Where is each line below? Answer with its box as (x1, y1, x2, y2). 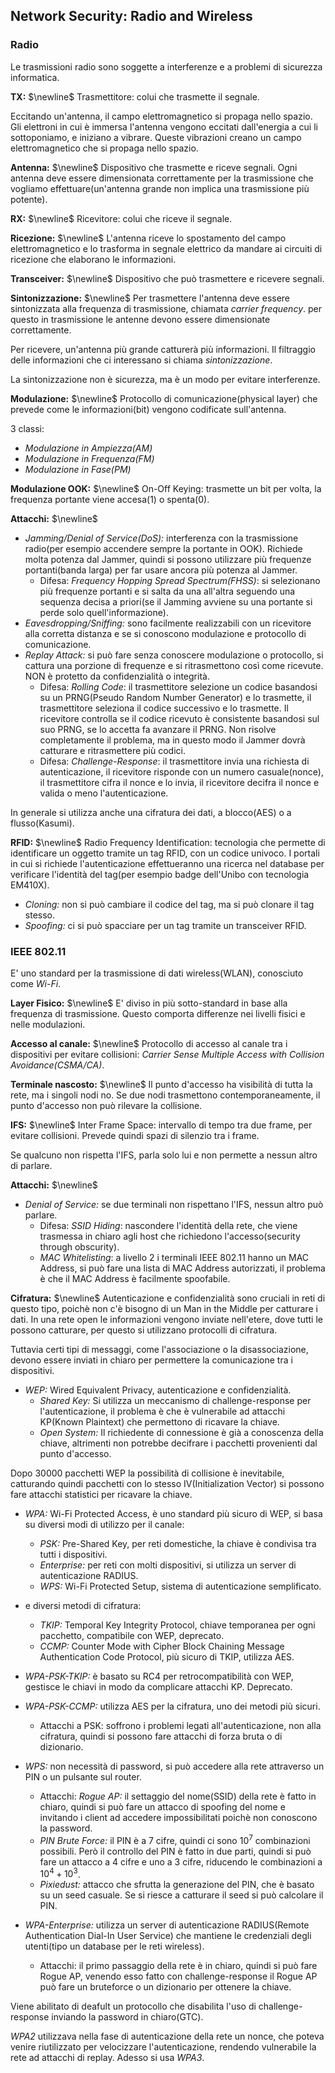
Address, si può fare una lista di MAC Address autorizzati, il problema (39, 1262, 326, 1274)
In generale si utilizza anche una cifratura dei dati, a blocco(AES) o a (10, 806, 292, 818)
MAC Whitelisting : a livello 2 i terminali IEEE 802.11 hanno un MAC (39, 1251, 310, 1263)
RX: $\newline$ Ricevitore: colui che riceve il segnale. (10, 212, 233, 224)
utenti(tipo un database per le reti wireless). (24, 1940, 205, 1953)
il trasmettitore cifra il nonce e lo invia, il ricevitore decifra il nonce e (39, 776, 320, 788)
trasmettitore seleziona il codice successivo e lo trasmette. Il (39, 702, 289, 714)
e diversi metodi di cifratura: (24, 1599, 142, 1611)
